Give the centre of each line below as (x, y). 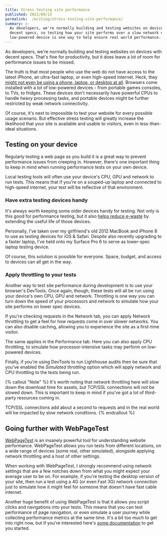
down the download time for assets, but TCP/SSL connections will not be (80, 387)
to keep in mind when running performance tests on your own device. (77, 167)
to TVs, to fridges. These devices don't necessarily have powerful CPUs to (82, 93)
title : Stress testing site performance (48, 10)
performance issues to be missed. (40, 62)
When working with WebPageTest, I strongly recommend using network (79, 466)
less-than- (151, 123)
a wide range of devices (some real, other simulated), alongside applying (80, 451)
